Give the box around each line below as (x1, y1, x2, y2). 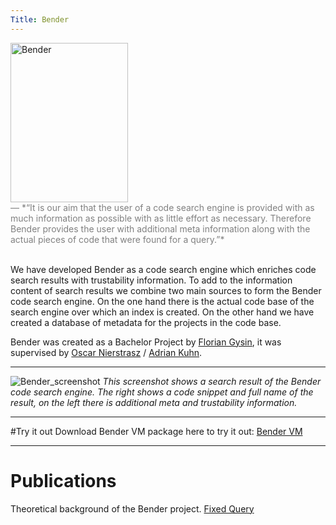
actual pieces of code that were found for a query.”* (10, 233, 225, 245)
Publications (10, 469, 117, 492)
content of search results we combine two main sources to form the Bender (10, 284, 322, 296)
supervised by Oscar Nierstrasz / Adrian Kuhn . (10, 346, 203, 358)
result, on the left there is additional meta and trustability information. (10, 396, 298, 408)
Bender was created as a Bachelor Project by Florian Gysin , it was (10, 336, 282, 348)
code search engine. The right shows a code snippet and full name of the (10, 386, 314, 398)
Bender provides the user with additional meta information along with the (10, 222, 311, 235)
